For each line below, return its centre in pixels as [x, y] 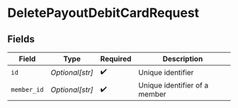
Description [183, 59]
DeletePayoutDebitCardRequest [103, 13]
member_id [27, 90]
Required [116, 59]
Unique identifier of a [173, 85]
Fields [21, 39]
